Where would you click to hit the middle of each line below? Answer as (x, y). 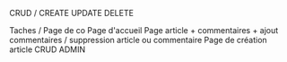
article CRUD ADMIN (48, 49)
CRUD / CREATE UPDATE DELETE (72, 13)
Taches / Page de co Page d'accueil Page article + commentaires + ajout (144, 30)
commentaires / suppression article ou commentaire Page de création (138, 40)
